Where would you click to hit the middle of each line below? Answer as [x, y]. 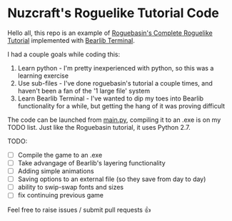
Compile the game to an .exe [60, 155]
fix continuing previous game [60, 195]
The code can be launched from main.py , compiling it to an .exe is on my [114, 120]
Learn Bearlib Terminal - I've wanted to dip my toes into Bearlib [111, 98]
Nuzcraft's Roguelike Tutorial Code [114, 13]
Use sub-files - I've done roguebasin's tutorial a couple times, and [115, 83]
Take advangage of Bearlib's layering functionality [91, 163]
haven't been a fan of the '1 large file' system [84, 91]
